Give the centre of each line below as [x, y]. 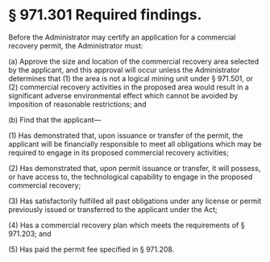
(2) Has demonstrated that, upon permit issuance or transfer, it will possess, [135, 168]
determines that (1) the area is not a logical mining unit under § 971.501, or [131, 78]
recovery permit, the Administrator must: [76, 45]
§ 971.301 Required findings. [105, 15]
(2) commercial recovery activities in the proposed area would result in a [129, 87]
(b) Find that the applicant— [55, 119]
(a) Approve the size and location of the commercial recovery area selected [134, 61]
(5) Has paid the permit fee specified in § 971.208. [91, 249]
